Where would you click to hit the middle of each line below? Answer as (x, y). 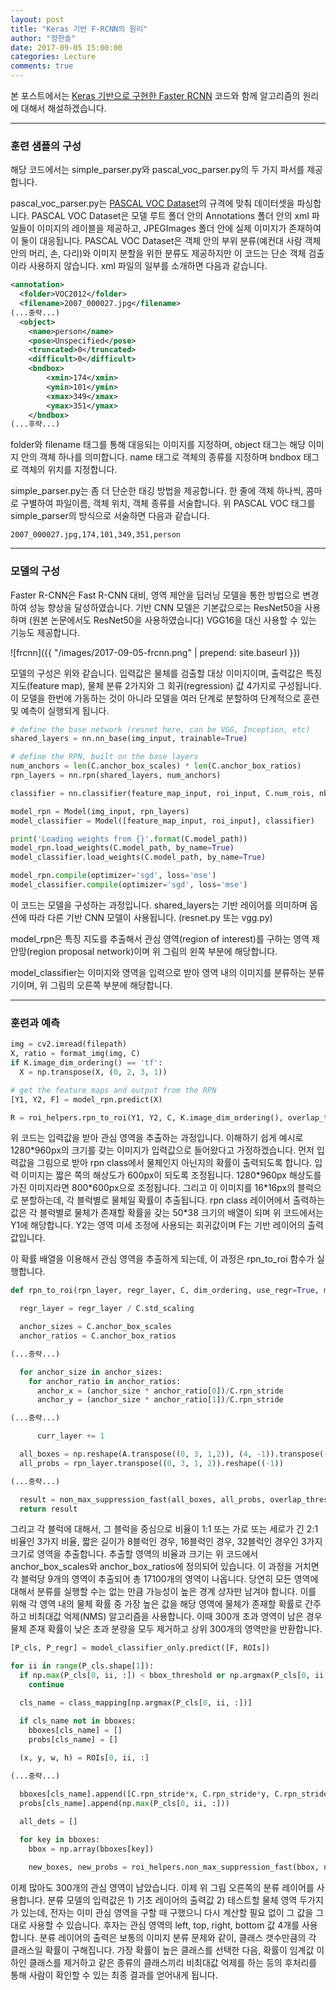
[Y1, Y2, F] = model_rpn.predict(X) (86, 1099)
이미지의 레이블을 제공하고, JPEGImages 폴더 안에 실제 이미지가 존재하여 (179, 228)
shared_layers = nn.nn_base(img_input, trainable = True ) (129, 739)
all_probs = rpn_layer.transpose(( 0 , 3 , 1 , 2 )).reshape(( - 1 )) (151, 1463)
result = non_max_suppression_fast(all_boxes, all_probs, (143, 1499)
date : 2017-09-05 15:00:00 (66, 47)
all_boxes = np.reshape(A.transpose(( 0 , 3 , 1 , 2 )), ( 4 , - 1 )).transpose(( (174, 1454)
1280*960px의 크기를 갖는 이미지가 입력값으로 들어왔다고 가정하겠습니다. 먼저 (162, 1150)
